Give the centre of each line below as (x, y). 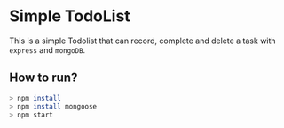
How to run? (43, 78)
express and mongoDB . (47, 49)
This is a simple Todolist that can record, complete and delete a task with (143, 41)
